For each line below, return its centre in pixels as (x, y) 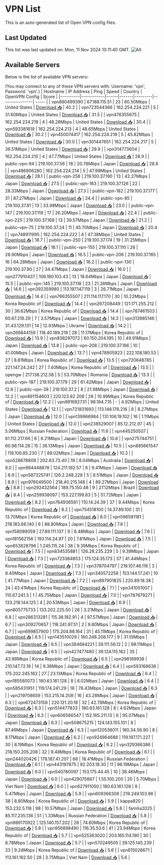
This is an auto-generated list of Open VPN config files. (61, 22)
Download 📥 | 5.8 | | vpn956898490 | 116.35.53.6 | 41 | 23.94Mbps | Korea (80, 828)
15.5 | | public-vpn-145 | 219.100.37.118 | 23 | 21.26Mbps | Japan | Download (81, 283)
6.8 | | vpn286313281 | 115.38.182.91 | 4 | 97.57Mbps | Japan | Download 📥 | (81, 617)
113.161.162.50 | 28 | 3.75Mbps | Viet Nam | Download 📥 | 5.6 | (68, 857)
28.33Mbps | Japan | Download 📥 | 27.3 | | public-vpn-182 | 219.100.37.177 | (81, 191)
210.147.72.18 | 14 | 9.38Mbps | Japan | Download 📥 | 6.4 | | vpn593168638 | (82, 666)
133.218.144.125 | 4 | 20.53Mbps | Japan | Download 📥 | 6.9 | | (68, 602)
